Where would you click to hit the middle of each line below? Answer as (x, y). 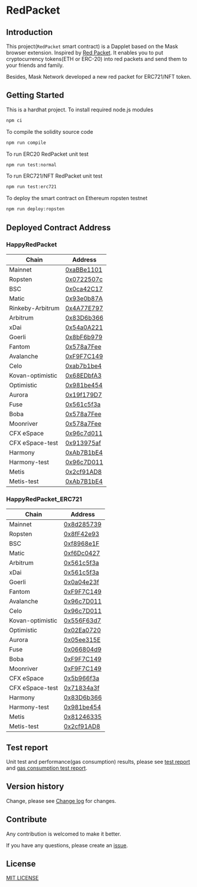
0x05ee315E (82, 640)
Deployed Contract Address (59, 228)
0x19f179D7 (83, 394)
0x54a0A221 (84, 327)
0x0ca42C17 (84, 289)
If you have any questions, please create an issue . (67, 845)
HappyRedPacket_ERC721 (44, 499)
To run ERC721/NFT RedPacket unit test (54, 176)
